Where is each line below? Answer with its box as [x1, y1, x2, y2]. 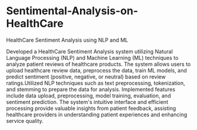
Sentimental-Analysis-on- [6, 4, 138, 18]
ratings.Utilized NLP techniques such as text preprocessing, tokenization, [6, 79, 186, 87]
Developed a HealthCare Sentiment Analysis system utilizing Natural [6, 47, 173, 55]
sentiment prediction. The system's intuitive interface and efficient [6, 98, 169, 105]
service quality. [6, 117, 44, 124]
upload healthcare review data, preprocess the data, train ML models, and [6, 66, 187, 74]
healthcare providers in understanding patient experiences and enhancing [6, 111, 188, 118]
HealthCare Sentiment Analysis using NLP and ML [6, 36, 129, 43]
